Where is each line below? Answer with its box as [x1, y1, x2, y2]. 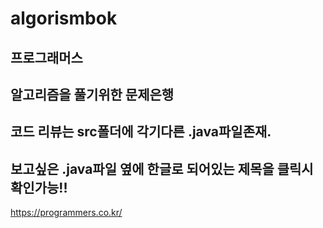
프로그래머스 [10, 49, 83, 66]
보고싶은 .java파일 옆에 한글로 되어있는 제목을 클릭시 [10, 160, 314, 177]
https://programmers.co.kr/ [10, 207, 123, 219]
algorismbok [10, 7, 118, 30]
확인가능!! [10, 179, 68, 196]
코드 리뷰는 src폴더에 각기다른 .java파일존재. [10, 123, 272, 141]
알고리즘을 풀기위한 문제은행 [10, 86, 175, 103]
